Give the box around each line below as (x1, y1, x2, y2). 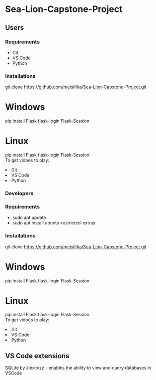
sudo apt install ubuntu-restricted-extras (12, 220, 96, 226)
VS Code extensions (5, 352, 70, 360)
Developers (5, 190, 34, 196)
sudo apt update (12, 214, 46, 220)
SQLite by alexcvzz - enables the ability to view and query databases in (5, 365, 152, 371)
